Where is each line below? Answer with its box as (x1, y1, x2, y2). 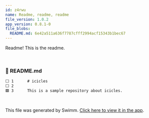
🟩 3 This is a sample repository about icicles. (5, 88, 123, 94)
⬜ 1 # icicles (5, 79, 48, 84)
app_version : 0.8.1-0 (5, 21, 51, 27)
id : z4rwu (5, 7, 26, 13)
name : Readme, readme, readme (5, 12, 69, 17)
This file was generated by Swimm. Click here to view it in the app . (5, 107, 144, 113)
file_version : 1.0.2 (5, 17, 49, 22)
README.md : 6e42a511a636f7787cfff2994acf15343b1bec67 (10, 31, 126, 36)
